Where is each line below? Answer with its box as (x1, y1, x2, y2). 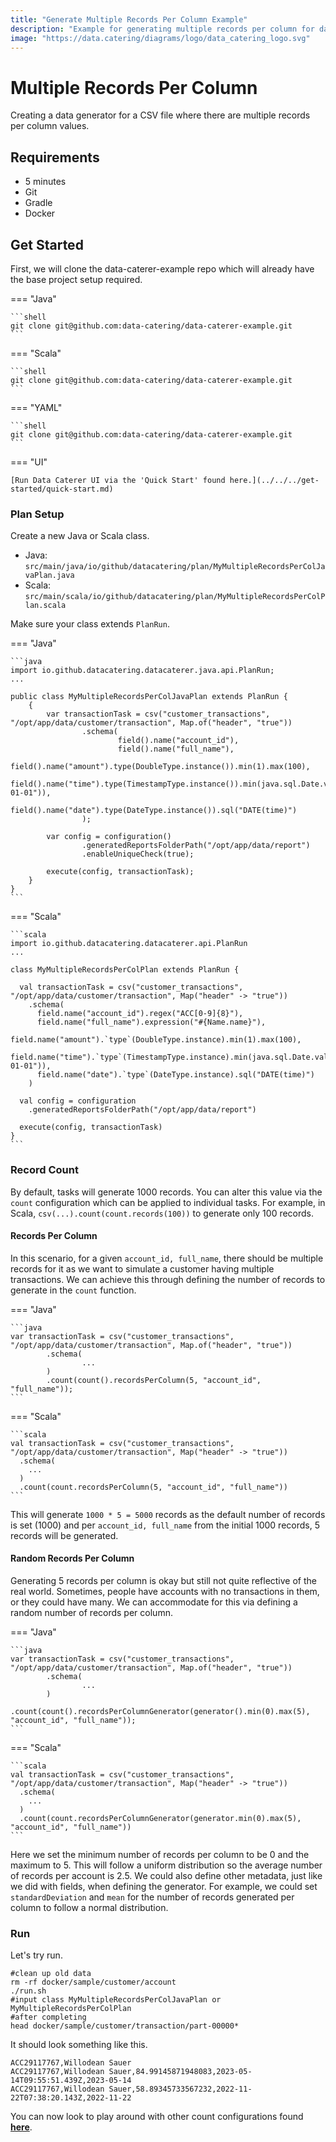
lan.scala (24, 601, 67, 611)
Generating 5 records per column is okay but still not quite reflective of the (10, 1574, 317, 1586)
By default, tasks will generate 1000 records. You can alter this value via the (10, 1186, 323, 1198)
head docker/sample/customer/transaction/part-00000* (10, 2021, 240, 2031)
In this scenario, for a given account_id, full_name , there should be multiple (10, 1252, 324, 1264)
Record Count (10, 1163, 79, 1177)
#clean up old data (10, 1969, 92, 1979)
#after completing (10, 2012, 87, 2023)
